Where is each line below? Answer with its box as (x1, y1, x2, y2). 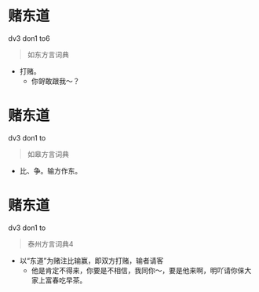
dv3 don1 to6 (8, 33, 50, 43)
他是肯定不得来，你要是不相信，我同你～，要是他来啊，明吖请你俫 (31, 265, 245, 275)
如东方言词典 (27, 49, 69, 59)
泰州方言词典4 (27, 239, 74, 248)
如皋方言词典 (27, 149, 69, 159)
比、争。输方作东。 (19, 166, 82, 175)
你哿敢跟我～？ (31, 76, 80, 86)
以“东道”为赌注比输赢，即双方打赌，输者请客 (19, 256, 164, 265)
